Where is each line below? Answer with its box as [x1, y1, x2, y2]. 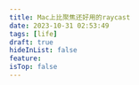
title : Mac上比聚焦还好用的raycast [9, 12, 131, 22]
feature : [9, 54, 42, 63]
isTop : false [9, 63, 58, 72]
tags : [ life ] [9, 29, 58, 38]
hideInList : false [9, 46, 78, 55]
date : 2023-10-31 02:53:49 [9, 21, 110, 30]
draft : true [9, 37, 53, 47]
